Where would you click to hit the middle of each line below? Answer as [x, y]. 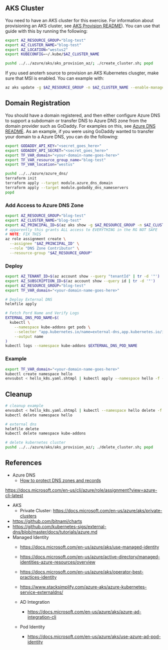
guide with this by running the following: [46, 31]
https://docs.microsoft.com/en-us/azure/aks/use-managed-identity [89, 547]
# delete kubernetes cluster [35, 443]
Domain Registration [38, 103]
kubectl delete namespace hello [39, 415]
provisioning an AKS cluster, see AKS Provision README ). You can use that [82, 26]
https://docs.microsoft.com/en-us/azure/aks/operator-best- [82, 572]
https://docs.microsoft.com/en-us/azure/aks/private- [107, 510]
